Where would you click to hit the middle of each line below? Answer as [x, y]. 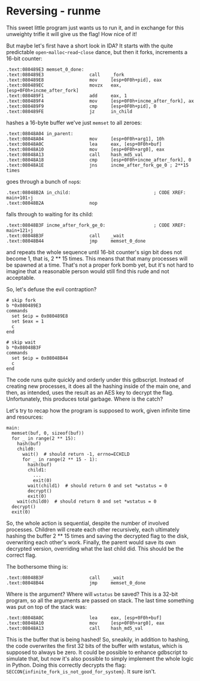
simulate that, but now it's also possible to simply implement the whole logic [100, 658]
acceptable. [21, 277]
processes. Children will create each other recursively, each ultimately [93, 529]
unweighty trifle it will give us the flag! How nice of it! [72, 34]
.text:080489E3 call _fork [65, 74]
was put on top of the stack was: [46, 607]
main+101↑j [20, 198]
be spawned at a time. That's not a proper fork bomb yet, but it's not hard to [100, 265]
